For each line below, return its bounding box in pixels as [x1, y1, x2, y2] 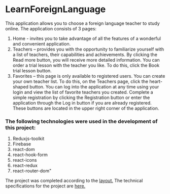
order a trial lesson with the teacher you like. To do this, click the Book [12, 62, 160, 68]
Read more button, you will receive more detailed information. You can [12, 57, 160, 63]
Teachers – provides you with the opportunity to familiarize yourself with [12, 46, 164, 52]
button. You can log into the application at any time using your [29, 83, 159, 89]
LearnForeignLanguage [5, 4, 106, 15]
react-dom [12, 147, 35, 153]
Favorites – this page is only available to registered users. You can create [12, 73, 165, 79]
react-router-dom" [12, 168, 52, 174]
